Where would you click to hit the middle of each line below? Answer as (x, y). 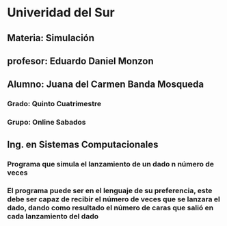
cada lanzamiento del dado (53, 216)
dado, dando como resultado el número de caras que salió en (110, 208)
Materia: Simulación (51, 38)
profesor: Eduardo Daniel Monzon (80, 61)
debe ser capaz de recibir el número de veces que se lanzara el (113, 199)
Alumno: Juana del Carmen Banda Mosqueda (105, 85)
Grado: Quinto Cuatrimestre (54, 104)
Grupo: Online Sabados (46, 123)
